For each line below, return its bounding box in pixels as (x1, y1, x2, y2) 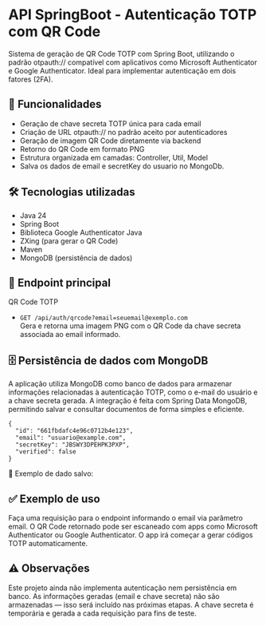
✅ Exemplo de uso (8, 492, 101, 505)
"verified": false (15, 448, 77, 456)
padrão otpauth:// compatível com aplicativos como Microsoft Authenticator (8, 57, 257, 67)
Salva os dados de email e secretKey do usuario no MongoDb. (19, 161, 225, 171)
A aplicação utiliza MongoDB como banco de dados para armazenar (8, 379, 233, 389)
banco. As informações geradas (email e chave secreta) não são (8, 591, 221, 600)
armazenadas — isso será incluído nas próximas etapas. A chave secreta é (8, 600, 254, 609)
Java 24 (19, 210, 47, 220)
